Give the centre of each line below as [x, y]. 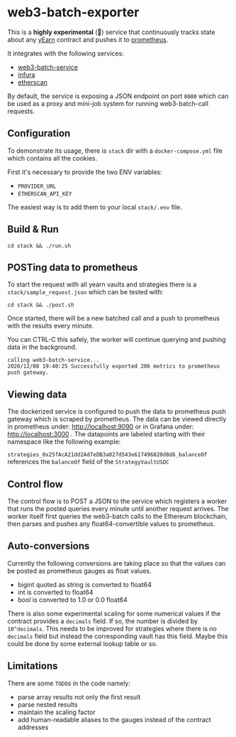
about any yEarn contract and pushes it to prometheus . [88, 39]
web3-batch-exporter [73, 12]
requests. [21, 111]
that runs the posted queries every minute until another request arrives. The [118, 509]
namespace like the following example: [64, 442]
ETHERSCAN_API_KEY [45, 194]
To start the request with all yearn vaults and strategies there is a [102, 284]
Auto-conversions [49, 546]
